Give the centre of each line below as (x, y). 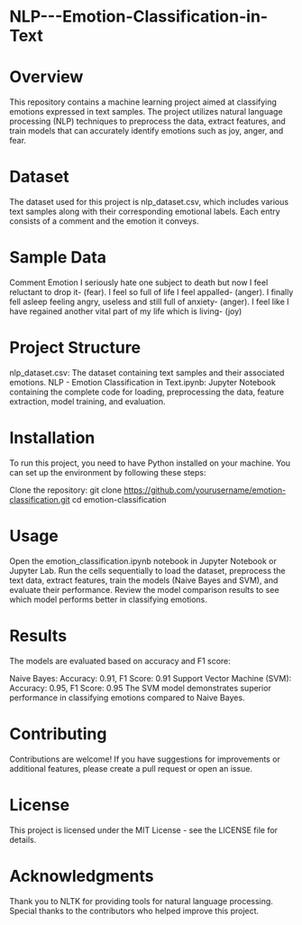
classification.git (40, 499)
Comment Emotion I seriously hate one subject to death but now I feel (139, 282)
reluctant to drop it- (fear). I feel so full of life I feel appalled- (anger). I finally (151, 292)
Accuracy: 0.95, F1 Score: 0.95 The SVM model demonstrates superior (141, 688)
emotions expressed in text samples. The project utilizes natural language (146, 112)
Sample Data (58, 258)
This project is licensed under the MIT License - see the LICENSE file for (143, 830)
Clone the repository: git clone (66, 490)
